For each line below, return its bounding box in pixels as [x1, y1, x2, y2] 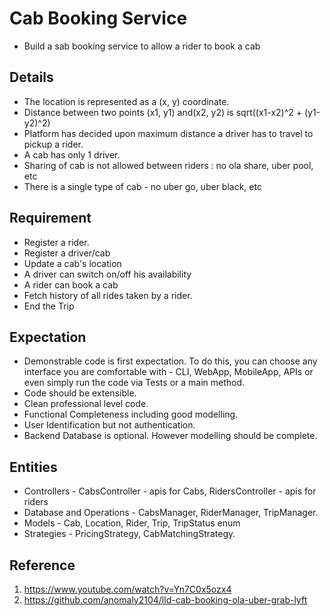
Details [9, 69, 54, 86]
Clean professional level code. [23, 398, 149, 410]
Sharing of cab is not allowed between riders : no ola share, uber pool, [23, 159, 314, 171]
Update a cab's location [23, 257, 122, 269]
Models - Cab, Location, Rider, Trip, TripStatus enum [23, 517, 241, 529]
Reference [9, 557, 76, 574]
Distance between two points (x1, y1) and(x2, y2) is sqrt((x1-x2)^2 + [23, 106, 303, 118]
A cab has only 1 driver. [23, 148, 121, 161]
